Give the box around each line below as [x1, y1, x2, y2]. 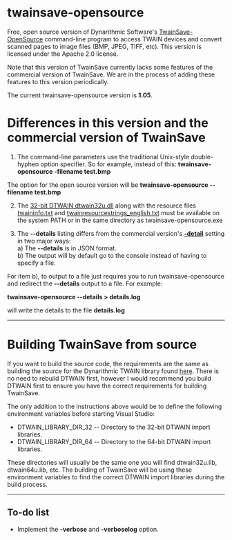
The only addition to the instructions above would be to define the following [7, 402, 222, 410]
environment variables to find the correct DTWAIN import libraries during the [7, 472, 225, 481]
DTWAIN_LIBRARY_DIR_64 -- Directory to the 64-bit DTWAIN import [17, 437, 211, 446]
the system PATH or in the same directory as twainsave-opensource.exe [17, 216, 223, 224]
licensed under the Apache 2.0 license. [7, 50, 119, 58]
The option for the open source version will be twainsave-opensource [7, 181, 209, 189]
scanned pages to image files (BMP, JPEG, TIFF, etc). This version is [7, 42, 202, 50]
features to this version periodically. [7, 77, 109, 86]
